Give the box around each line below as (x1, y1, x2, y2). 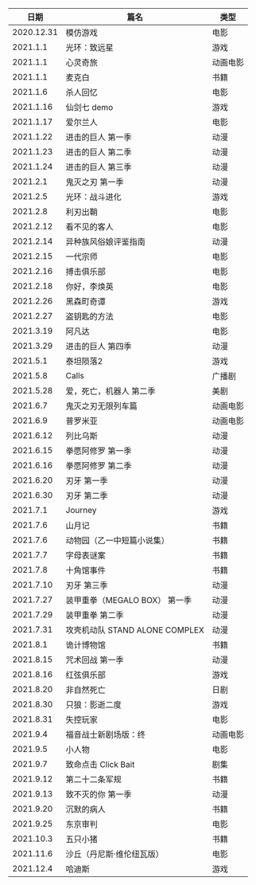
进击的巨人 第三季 (65, 162, 132, 172)
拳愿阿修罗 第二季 (65, 460, 132, 471)
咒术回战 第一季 (65, 655, 124, 665)
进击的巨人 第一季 (65, 131, 132, 143)
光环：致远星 (65, 42, 114, 53)
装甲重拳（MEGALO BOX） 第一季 (65, 595, 192, 605)
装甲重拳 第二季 (65, 609, 124, 621)
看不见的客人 (65, 221, 114, 232)
